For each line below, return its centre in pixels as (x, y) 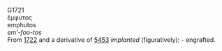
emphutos (22, 25)
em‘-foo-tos (24, 32)
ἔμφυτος (20, 17)
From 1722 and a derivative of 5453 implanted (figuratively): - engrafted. (112, 40)
